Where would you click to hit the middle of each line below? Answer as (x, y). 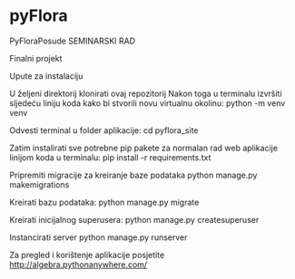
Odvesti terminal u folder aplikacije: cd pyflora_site (104, 130)
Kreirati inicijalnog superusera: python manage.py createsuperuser (134, 219)
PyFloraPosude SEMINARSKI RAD (73, 41)
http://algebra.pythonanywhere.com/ (79, 265)
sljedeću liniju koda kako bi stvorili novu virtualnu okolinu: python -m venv (147, 103)
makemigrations (39, 184)
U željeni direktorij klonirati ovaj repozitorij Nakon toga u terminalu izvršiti (146, 93)
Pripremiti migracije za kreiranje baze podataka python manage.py (133, 175)
